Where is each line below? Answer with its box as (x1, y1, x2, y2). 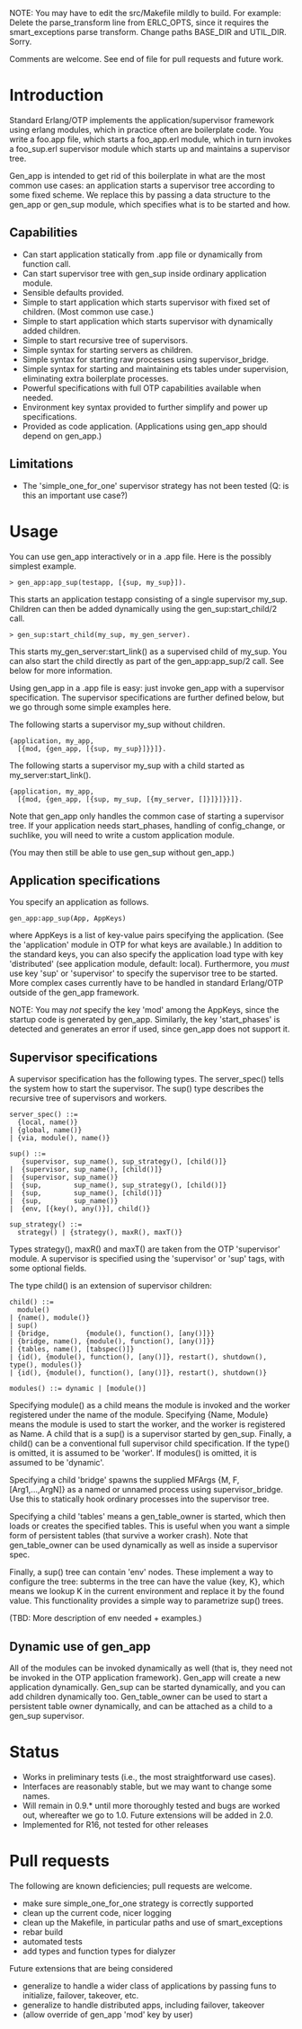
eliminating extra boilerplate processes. (22, 373, 169, 384)
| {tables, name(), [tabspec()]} (9, 1345, 135, 1354)
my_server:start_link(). (9, 769, 92, 780)
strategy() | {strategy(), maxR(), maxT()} (17, 1228, 182, 1237)
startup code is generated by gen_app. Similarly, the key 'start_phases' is (9, 1014, 280, 1025)
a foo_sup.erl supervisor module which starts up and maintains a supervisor (9, 143, 290, 154)
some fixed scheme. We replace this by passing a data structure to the (9, 189, 271, 200)
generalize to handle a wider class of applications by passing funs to (22, 1980, 277, 1991)
